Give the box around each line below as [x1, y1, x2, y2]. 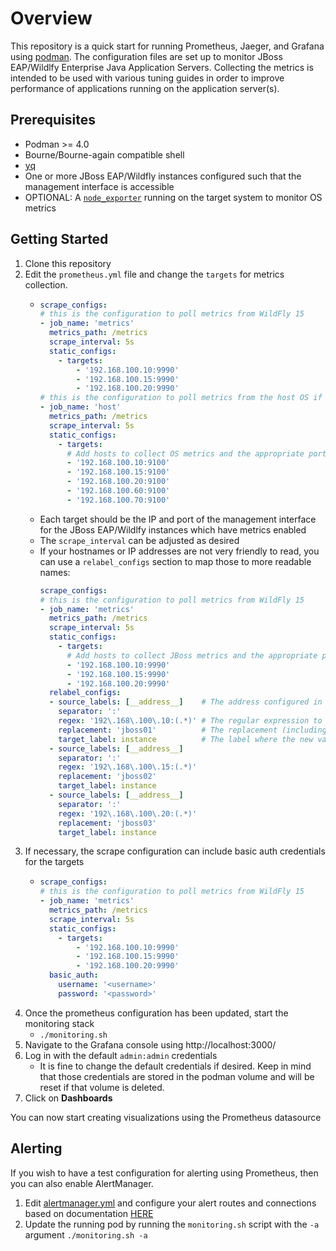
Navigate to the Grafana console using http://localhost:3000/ [24, 1038, 277, 1051]
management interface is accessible [24, 180, 175, 192]
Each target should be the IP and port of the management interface [39, 513, 317, 525]
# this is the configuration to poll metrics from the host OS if [39, 393, 323, 403]
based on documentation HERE [24, 1207, 154, 1219]
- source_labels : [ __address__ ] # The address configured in [48, 697, 323, 707]
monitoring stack [24, 1017, 95, 1029]
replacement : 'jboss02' [58, 772, 157, 782]
